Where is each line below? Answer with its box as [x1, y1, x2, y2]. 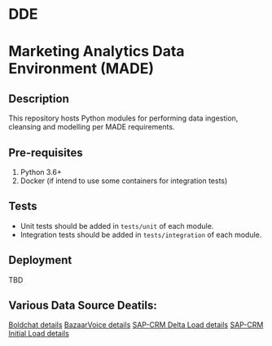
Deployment [8, 253, 72, 267]
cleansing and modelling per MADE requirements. [8, 122, 175, 132]
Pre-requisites [8, 146, 83, 160]
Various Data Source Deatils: [8, 299, 157, 313]
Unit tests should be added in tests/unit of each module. [20, 221, 214, 230]
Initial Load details [8, 329, 69, 339]
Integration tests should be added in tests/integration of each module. [20, 230, 262, 239]
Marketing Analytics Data [8, 42, 185, 61]
